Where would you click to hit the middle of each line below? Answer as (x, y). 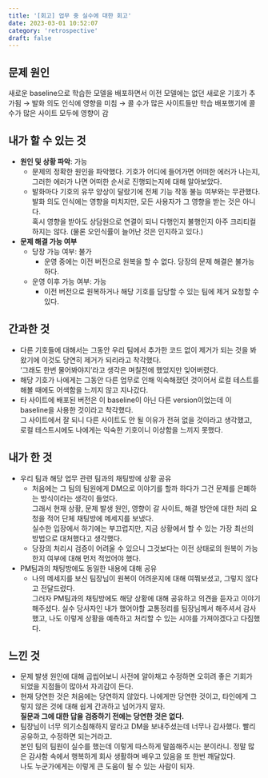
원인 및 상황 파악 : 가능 (54, 162)
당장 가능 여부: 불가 (62, 251)
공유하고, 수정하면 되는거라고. (66, 736)
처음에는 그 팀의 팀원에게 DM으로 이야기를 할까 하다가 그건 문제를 (134, 488)
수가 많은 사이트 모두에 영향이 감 (59, 114)
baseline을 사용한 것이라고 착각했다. (76, 409)
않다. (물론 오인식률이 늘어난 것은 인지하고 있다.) (128, 231)
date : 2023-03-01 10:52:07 (53, 23)
